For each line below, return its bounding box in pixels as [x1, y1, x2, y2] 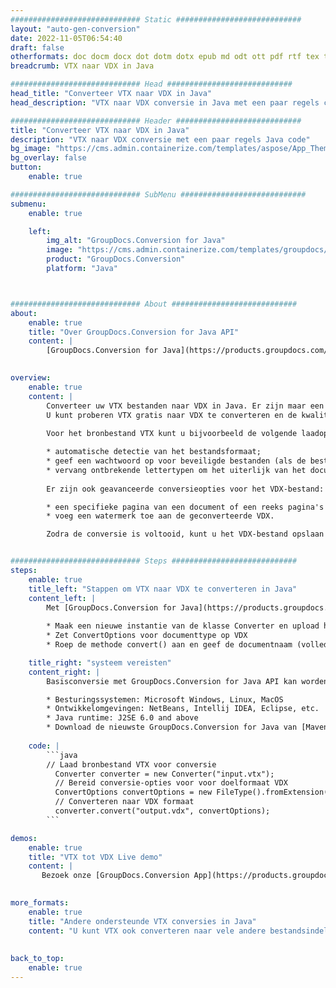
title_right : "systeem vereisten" [28, 657, 172, 668]
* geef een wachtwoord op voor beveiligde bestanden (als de [46, 456, 307, 466]
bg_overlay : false [10, 153, 87, 163]
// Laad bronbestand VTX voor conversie [46, 759, 217, 770]
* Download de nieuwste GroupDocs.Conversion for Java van [46, 722, 298, 733]
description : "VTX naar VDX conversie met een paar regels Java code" [10, 134, 311, 145]
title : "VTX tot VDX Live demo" [28, 852, 163, 862]
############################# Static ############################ [10, 14, 302, 25]
